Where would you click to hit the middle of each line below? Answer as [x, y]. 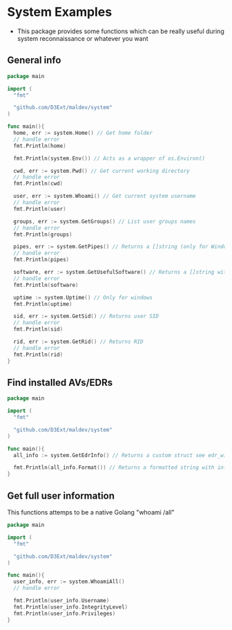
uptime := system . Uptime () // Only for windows [83, 297]
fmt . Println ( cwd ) [38, 184]
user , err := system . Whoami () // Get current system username [105, 196]
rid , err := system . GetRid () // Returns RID [78, 342]
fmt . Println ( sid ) [38, 329]
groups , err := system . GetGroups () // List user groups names [105, 221]
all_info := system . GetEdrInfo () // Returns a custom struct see [109, 455]
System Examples [60, 12]
